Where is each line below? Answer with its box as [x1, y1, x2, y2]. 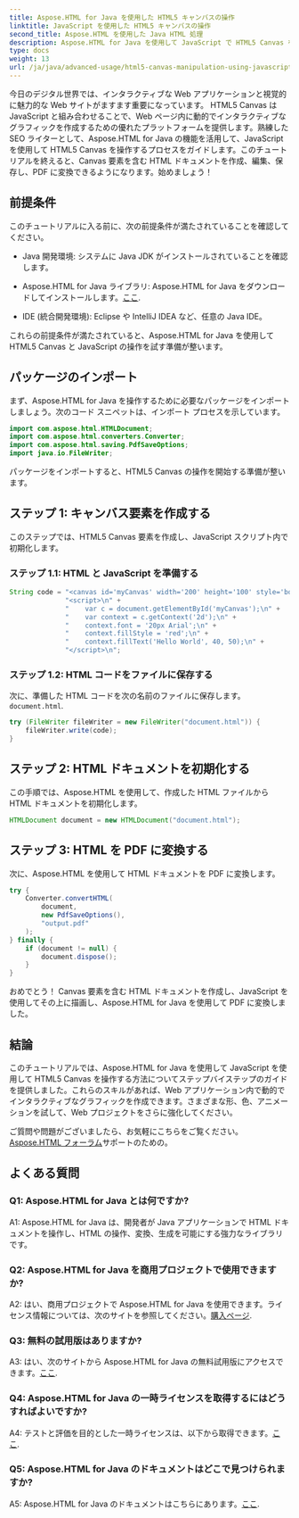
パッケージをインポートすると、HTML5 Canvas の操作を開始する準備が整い [9, 466, 287, 477]
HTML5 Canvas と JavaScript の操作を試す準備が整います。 [9, 341, 229, 352]
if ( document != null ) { [25, 943, 117, 953]
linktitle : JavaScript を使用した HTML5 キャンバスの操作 [9, 21, 212, 30]
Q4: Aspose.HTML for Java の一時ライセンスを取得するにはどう [9, 1392, 287, 1405]
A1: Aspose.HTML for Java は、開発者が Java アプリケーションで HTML [9, 1216, 271, 1227]
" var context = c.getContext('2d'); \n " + [65, 612, 238, 621]
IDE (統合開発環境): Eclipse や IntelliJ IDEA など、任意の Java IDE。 [21, 311, 267, 321]
